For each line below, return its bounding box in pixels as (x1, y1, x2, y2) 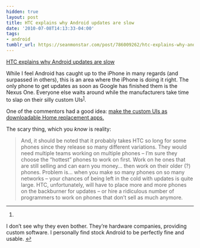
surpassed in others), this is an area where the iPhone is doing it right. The (6, 76, 189, 83)
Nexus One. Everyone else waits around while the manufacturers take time (6, 89, 189, 96)
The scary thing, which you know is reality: (6, 125, 111, 133)
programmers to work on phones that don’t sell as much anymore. (20, 194, 183, 201)
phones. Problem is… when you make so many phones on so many (20, 168, 185, 175)
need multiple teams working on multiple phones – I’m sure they (20, 149, 177, 156)
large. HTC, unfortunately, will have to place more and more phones (20, 181, 187, 188)
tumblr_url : (6, 42, 36, 48)
